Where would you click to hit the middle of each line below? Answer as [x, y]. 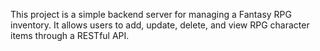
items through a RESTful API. [70, 35]
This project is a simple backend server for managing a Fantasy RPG [151, 14]
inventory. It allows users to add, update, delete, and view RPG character [160, 25]
